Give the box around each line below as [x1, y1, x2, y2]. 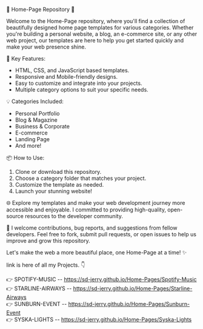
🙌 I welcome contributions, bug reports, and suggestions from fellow [6, 224, 178, 231]
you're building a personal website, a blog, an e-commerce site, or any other [6, 30, 198, 38]
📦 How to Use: [6, 155, 45, 161]
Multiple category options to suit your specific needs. [15, 86, 148, 93]
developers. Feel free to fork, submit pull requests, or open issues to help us [6, 231, 197, 238]
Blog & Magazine [15, 116, 58, 124]
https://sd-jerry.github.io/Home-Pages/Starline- [73, 285, 193, 292]
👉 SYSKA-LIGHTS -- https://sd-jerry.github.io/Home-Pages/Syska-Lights [6, 316, 192, 323]
